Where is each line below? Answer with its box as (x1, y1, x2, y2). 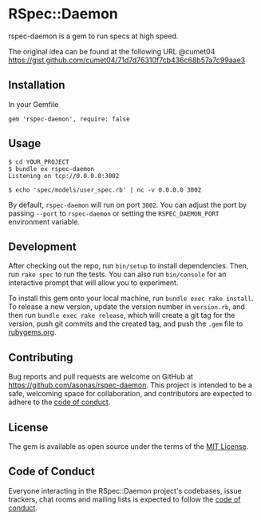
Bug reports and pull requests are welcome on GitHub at (8, 372, 194, 382)
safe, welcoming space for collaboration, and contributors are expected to (8, 389, 253, 399)
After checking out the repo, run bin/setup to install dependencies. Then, (8, 261, 249, 271)
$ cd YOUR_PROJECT (8, 157, 69, 166)
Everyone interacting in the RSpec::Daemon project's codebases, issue (8, 486, 242, 495)
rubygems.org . (8, 327, 57, 337)
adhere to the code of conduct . (8, 397, 111, 407)
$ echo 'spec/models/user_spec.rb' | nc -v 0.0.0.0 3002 (8, 185, 202, 194)
